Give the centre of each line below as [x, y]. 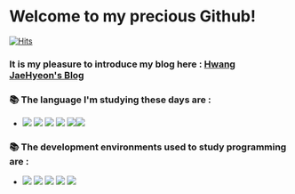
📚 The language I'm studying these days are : [110, 100]
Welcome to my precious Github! [132, 16]
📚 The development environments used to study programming [148, 147]
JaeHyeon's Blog [47, 75]
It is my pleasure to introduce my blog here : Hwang [122, 64]
